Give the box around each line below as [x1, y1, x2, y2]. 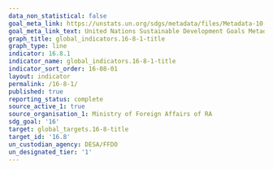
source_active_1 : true [8, 102, 85, 110]
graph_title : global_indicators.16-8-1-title [8, 34, 165, 43]
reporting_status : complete [8, 95, 104, 103]
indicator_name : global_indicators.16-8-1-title [8, 58, 176, 66]
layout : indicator [8, 72, 71, 80]
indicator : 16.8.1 [8, 50, 71, 58]
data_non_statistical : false [8, 11, 107, 20]
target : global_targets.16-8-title [8, 125, 129, 133]
